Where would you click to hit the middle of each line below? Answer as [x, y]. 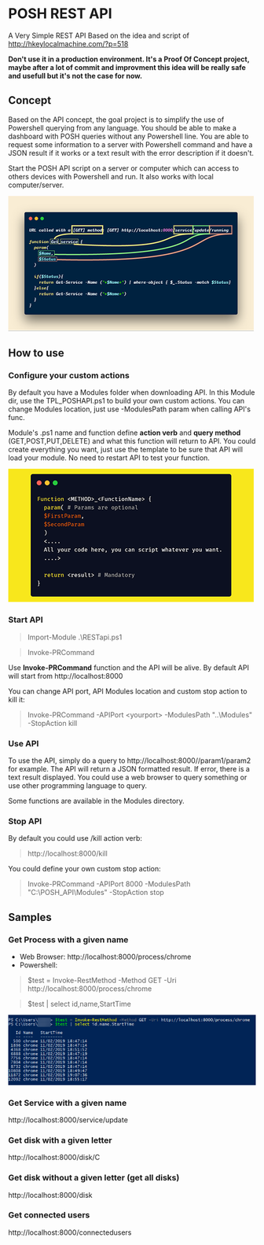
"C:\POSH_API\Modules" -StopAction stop [96, 893]
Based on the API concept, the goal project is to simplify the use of [116, 120]
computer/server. [36, 185]
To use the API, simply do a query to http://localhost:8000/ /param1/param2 [130, 761]
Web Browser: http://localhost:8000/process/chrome [105, 957]
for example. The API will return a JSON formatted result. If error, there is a [129, 769]
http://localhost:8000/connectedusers [70, 1232]
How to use [36, 354]
